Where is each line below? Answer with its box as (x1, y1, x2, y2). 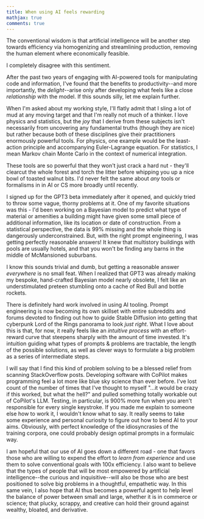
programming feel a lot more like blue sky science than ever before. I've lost (6, 378, 197, 385)
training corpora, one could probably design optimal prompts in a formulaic (6, 429, 195, 437)
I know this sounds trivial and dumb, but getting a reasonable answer (6, 263, 180, 271)
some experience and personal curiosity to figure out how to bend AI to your (6, 417, 198, 424)
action (6, 144, 23, 151)
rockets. (6, 289, 27, 296)
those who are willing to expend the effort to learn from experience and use (6, 454, 196, 462)
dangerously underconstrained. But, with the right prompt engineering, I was (6, 232, 199, 240)
